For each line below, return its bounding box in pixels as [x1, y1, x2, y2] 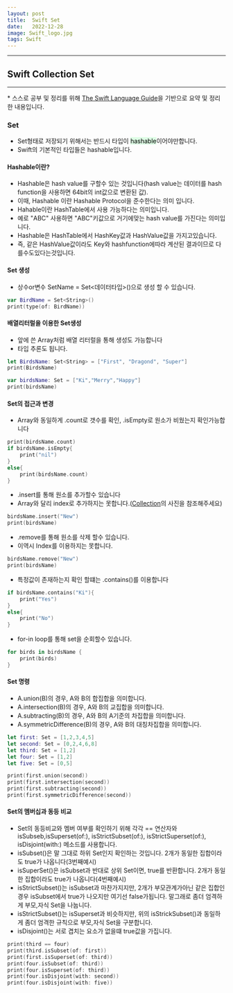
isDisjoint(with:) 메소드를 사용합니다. [17, 840, 118, 849]
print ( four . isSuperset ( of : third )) [7, 967, 110, 974]
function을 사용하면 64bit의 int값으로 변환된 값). [17, 188, 148, 196]
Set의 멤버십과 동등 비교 [7, 807, 72, 815]
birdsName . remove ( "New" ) [7, 555, 79, 562]
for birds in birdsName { [7, 649, 82, 656]
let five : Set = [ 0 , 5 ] [7, 760, 73, 767]
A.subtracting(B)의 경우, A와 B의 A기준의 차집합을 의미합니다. [17, 711, 186, 720]
